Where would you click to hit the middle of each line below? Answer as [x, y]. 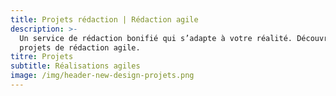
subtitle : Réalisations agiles [75, 66]
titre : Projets [42, 57]
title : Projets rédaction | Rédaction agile [104, 19]
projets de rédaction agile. [80, 47]
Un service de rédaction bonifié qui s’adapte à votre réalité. [156, 38]
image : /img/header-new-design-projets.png [102, 76]
